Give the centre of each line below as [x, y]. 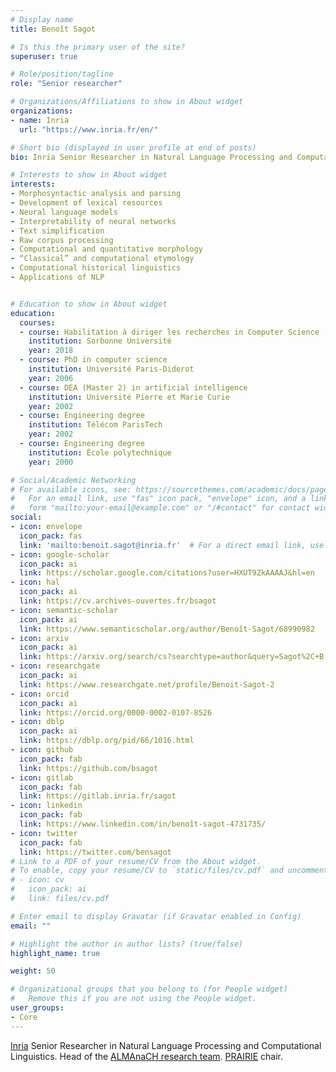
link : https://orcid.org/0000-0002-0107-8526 [116, 712]
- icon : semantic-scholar [64, 610]
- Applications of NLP [57, 277]
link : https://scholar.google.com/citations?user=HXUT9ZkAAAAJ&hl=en [167, 573]
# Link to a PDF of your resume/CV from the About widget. [136, 861]
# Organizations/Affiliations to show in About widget [127, 102]
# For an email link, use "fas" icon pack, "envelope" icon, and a [158, 499]
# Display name [42, 19]
